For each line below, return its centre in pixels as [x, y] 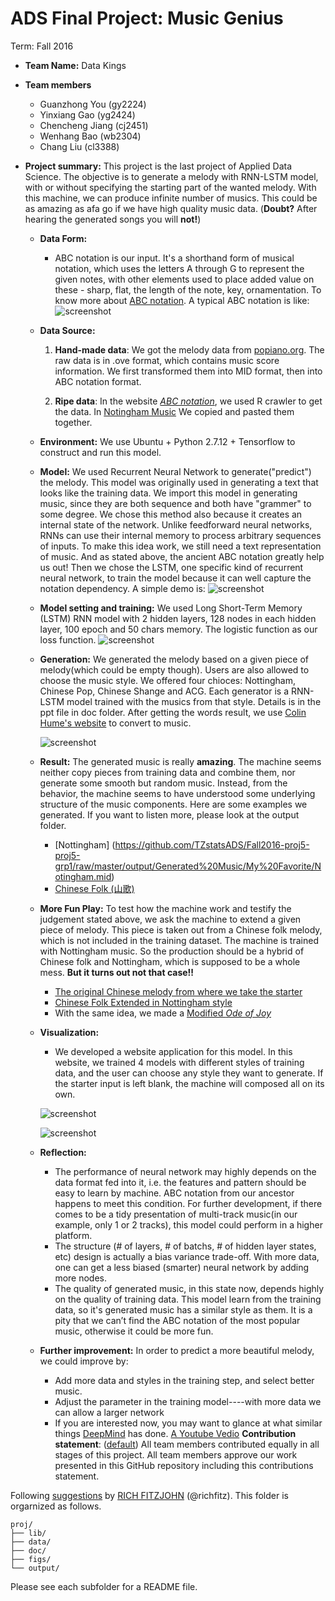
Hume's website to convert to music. [115, 723]
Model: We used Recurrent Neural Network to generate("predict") [175, 471]
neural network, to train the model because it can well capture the [175, 578]
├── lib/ [28, 1533]
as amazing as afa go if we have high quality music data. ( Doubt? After [171, 208]
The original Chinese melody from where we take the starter [178, 991]
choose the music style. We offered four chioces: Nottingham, [167, 680]
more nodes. [81, 1278]
